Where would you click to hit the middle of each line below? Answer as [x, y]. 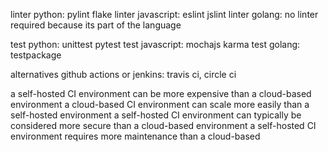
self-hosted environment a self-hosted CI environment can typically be [156, 115]
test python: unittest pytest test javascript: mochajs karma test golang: [155, 44]
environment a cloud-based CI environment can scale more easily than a [160, 104]
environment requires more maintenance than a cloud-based [135, 136]
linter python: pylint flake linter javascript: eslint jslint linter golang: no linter [164, 14]
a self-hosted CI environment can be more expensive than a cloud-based [161, 93]
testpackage [36, 55]
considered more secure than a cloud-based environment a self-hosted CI [163, 125]
